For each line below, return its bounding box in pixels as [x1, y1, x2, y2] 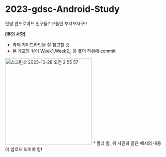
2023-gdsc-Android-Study [5, 3, 120, 15]
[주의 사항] [5, 31, 26, 37]
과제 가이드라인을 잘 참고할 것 [12, 41, 70, 48]
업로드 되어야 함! [10, 146, 42, 152]
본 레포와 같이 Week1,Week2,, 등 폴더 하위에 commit [12, 48, 116, 54]
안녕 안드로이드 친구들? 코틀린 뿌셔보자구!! [5, 20, 87, 26]
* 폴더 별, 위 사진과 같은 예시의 [92, 140, 153, 146]
